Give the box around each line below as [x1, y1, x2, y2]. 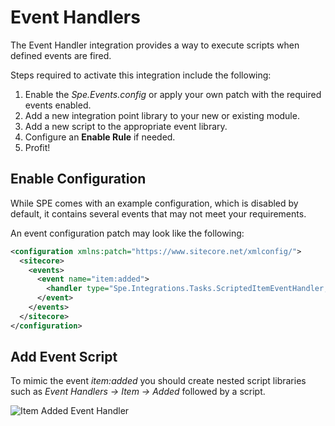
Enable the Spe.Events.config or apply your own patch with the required [24, 88, 322, 100]
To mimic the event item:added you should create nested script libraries [10, 375, 307, 387]
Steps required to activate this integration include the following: [10, 69, 272, 81]
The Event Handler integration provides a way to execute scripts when [10, 39, 300, 51]
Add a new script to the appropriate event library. [24, 120, 228, 132]
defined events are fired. [10, 49, 112, 61]
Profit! [24, 141, 51, 153]
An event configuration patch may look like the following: [10, 227, 245, 239]
